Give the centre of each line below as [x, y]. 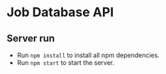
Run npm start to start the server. [66, 63]
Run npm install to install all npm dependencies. [88, 55]
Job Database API [60, 12]
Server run [31, 38]
